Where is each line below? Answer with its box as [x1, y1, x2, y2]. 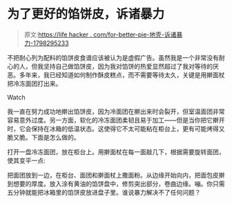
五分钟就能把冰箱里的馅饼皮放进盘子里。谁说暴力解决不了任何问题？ [7, 188, 201, 196]
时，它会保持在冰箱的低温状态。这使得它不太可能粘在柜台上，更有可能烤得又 [7, 125, 225, 133]
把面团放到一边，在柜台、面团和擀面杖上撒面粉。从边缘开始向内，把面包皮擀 [7, 171, 225, 179]
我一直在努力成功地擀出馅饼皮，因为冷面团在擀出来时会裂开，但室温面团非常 [7, 107, 225, 116]
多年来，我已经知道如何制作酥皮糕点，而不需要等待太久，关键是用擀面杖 [19, 70, 225, 79]
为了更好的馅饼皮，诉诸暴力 [7, 6, 165, 22]
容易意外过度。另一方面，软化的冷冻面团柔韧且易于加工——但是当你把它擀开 [7, 116, 225, 124]
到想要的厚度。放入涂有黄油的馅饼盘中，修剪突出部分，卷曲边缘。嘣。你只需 [7, 180, 225, 188]
